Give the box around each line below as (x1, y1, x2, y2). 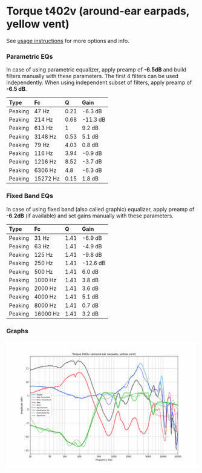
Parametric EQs (6, 52, 53, 61)
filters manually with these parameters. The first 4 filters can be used (6, 73, 178, 80)
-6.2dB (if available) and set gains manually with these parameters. (6, 212, 174, 219)
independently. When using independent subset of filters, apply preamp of (6, 79, 192, 86)
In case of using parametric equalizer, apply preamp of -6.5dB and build (6, 66, 186, 73)
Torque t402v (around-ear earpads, (6, 4, 190, 18)
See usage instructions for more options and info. (6, 37, 130, 44)
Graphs (6, 327, 28, 336)
